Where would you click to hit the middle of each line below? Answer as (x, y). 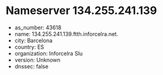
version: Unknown (37, 60)
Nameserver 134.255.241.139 (81, 11)
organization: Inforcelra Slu (49, 53)
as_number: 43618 (38, 27)
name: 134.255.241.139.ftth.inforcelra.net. (66, 34)
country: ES (29, 47)
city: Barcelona (34, 40)
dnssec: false (31, 66)
